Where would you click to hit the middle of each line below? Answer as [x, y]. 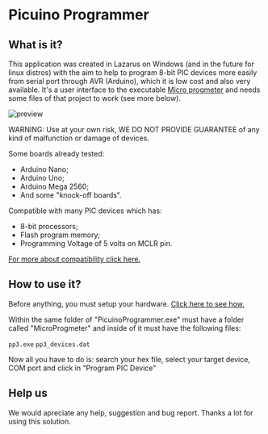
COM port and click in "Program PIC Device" [82, 368]
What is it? [36, 45]
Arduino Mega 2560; [54, 186]
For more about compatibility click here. [75, 259]
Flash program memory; [60, 235]
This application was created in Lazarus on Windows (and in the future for [131, 64]
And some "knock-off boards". [71, 195]
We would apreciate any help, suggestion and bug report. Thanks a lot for [131, 412]
